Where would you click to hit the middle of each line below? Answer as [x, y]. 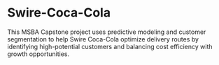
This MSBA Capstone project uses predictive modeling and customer [107, 32]
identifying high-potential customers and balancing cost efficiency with [110, 46]
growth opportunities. [38, 54]
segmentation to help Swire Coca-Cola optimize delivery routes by [103, 39]
